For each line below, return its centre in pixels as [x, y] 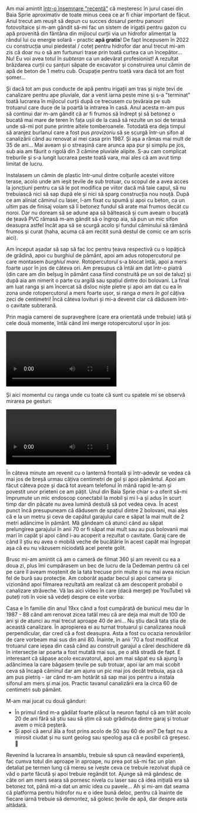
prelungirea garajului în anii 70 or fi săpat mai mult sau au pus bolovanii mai [97, 529]
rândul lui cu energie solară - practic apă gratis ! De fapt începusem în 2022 [98, 40]
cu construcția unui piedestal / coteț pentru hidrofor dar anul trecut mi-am [96, 46]
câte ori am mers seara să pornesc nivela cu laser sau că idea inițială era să [98, 780]
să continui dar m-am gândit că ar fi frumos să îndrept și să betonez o [91, 114]
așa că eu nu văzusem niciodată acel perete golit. [66, 548]
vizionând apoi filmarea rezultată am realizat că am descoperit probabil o [94, 584]
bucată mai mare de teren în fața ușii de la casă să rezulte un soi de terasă [96, 120]
